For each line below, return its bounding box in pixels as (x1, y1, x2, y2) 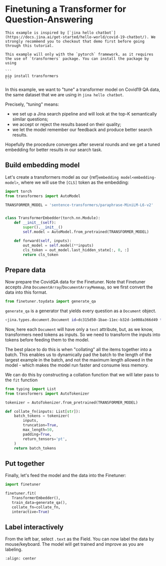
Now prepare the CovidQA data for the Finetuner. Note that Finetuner (5, 279, 146, 285)
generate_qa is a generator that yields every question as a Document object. (5, 308, 157, 314)
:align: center (5, 556, 37, 561)
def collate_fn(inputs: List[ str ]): (5, 409, 81, 414)
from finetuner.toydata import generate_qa (5, 299, 96, 304)
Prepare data (5, 266, 46, 274)
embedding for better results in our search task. (5, 147, 103, 153)
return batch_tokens (14, 445, 56, 450)
